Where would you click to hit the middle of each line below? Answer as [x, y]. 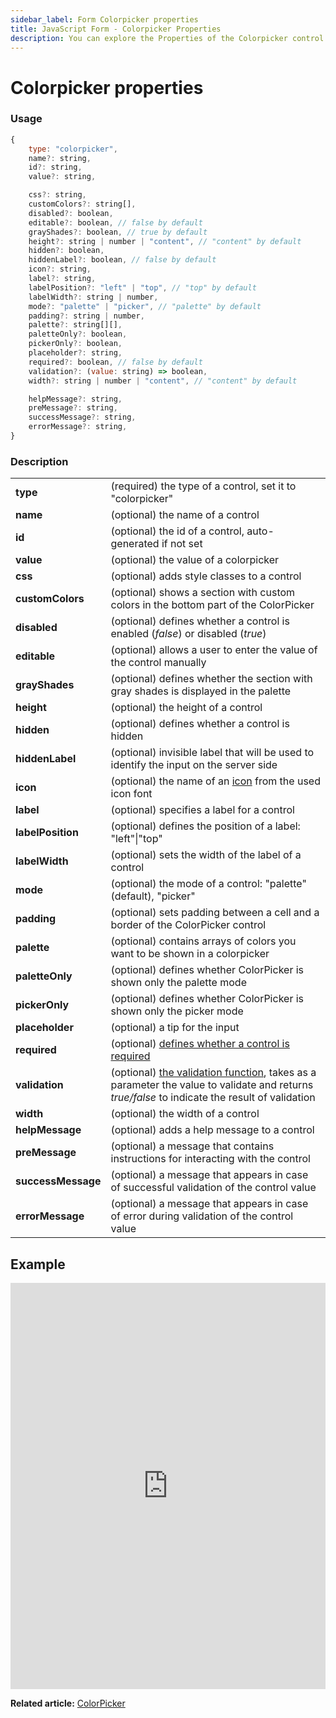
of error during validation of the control [202, 1216]
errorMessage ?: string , [78, 427]
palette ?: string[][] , [75, 325]
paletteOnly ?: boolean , [78, 334]
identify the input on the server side [194, 765]
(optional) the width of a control [185, 1114]
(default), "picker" [153, 896]
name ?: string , [60, 158]
